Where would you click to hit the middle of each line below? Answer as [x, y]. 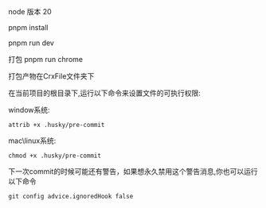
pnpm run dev [31, 43]
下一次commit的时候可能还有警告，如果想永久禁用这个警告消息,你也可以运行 [133, 171]
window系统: [29, 110]
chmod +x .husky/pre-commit [55, 156]
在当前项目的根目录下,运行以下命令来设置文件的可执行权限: [105, 93]
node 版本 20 [30, 12]
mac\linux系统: [32, 141]
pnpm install [28, 27]
